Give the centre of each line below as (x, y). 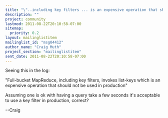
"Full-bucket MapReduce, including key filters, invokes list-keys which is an (83, 80)
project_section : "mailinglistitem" (43, 51)
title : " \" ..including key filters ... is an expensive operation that (81, 10)
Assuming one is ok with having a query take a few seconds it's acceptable (83, 95)
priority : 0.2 (24, 33)
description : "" (22, 14)
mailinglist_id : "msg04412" (34, 42)
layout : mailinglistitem (31, 38)
